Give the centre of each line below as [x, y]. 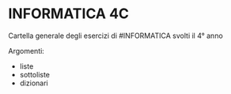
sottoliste [34, 74]
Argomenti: [27, 51]
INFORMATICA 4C [68, 14]
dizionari [34, 83]
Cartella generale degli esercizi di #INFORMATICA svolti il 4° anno [116, 36]
